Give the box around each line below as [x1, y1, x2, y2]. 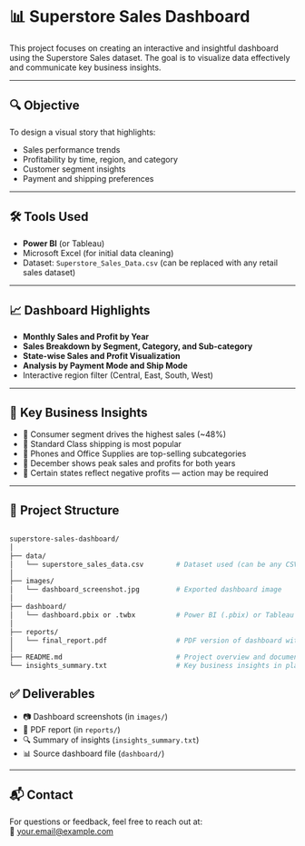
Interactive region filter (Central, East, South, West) [22, 370, 213, 381]
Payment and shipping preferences [22, 173, 154, 184]
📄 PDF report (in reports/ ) [22, 723, 121, 735]
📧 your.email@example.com [9, 825, 113, 836]
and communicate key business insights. [9, 62, 162, 73]
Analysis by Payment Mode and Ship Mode [22, 360, 188, 372]
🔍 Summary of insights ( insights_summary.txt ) [22, 734, 200, 745]
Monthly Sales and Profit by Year [22, 332, 150, 343]
